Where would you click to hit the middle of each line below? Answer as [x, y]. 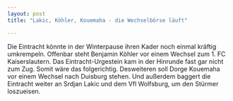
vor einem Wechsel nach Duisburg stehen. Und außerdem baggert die [109, 76]
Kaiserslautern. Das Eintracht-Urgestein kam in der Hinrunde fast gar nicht [115, 61]
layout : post [26, 14]
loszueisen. [24, 91]
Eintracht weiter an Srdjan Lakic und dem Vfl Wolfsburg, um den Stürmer [113, 83]
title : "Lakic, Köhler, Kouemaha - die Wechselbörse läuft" [98, 20]
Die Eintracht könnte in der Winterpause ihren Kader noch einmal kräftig [112, 46]
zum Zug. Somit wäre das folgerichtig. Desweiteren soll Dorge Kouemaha [114, 69]
